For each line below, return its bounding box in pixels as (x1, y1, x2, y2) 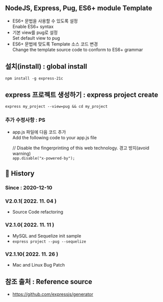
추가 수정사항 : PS (5, 117, 46, 124)
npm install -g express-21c (5, 76, 64, 81)
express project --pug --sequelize (12, 239, 86, 244)
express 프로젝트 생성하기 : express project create (5, 91, 159, 99)
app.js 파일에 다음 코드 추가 (12, 129, 66, 135)
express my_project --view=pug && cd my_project (5, 104, 108, 109)
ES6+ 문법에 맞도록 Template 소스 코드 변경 (12, 41, 98, 47)
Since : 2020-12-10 (5, 184, 53, 191)
